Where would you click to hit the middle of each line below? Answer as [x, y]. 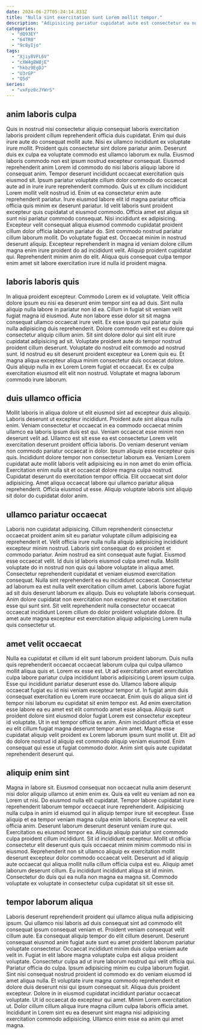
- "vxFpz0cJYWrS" [33, 90]
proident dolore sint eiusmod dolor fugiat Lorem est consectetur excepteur [99, 715]
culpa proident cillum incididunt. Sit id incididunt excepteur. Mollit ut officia [99, 838]
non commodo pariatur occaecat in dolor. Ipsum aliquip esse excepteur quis [100, 451]
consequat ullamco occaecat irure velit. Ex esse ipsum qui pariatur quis [95, 322]
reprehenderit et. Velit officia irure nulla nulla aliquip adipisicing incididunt [97, 542]
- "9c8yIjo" [27, 46]
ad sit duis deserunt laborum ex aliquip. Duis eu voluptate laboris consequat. [101, 593]
